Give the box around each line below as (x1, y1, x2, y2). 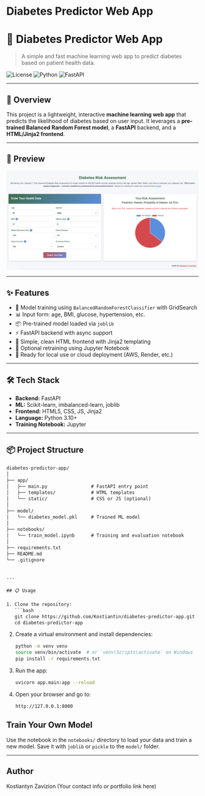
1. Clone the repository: (6, 601, 72, 607)
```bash (14, 607, 34, 613)
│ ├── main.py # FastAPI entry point (6, 483, 149, 490)
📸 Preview (6, 154, 45, 164)
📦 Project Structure (6, 445, 84, 455)
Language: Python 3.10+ (15, 414, 77, 421)
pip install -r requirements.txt (15, 656, 101, 662)
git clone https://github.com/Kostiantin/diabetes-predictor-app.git (14, 613, 195, 620)
